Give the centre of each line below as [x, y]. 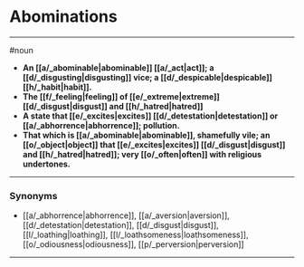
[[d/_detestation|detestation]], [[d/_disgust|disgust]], [120, 225]
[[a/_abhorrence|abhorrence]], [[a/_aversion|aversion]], [126, 215]
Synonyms [33, 195]
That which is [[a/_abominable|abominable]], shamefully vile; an [146, 135]
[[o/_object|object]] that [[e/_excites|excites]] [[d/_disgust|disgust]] [154, 144]
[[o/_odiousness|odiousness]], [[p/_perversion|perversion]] [133, 244]
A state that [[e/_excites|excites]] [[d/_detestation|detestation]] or [150, 116]
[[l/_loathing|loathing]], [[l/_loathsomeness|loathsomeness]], [135, 235]
